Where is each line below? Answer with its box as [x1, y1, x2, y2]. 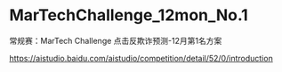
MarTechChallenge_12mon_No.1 [9, 5, 249, 25]
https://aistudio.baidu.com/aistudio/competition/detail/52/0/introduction [9, 53, 273, 63]
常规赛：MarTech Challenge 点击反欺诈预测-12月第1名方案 [9, 35, 222, 46]
